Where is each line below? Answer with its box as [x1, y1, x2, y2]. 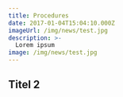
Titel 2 [8, 78, 40, 91]
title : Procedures [8, 11, 69, 20]
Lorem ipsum [15, 41, 56, 49]
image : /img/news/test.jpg [8, 48, 98, 56]
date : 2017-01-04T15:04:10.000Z [8, 19, 115, 27]
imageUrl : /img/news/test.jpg [8, 26, 109, 34]
